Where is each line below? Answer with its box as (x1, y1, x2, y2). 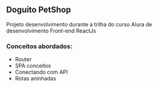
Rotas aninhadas (14, 75, 56, 82)
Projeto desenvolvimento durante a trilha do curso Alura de (6, 20, 152, 28)
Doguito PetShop (6, 5, 71, 15)
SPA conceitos (14, 62, 51, 70)
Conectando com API (14, 68, 68, 76)
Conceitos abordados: (6, 42, 73, 50)
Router (14, 56, 32, 63)
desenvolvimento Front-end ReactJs (6, 27, 96, 34)
